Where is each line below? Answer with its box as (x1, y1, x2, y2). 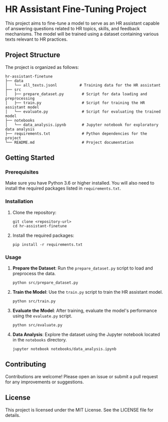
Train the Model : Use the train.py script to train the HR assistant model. (12, 289, 163, 295)
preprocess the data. (12, 271, 56, 277)
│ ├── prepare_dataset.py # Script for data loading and (5, 92, 147, 97)
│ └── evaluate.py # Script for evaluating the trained (5, 109, 161, 114)
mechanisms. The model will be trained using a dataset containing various (5, 31, 159, 37)
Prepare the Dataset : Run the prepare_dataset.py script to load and (12, 265, 153, 271)
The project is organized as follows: (5, 64, 79, 70)
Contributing (5, 360, 46, 369)
